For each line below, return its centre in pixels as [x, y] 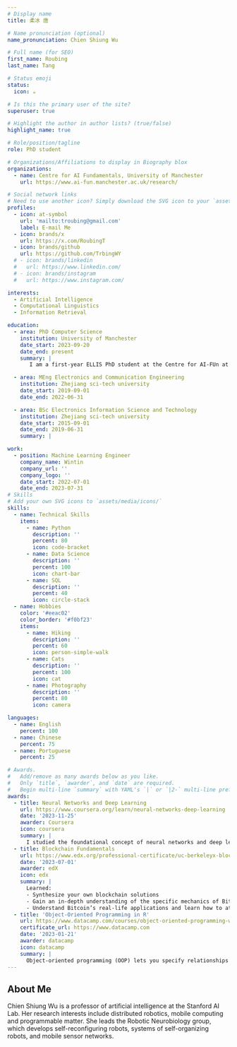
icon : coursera [42, 829]
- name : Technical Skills [52, 514]
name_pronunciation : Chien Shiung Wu [63, 40]
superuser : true [31, 111]
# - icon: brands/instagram [55, 273]
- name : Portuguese [42, 751]
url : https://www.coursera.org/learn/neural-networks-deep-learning [123, 810]
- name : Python [48, 528]
